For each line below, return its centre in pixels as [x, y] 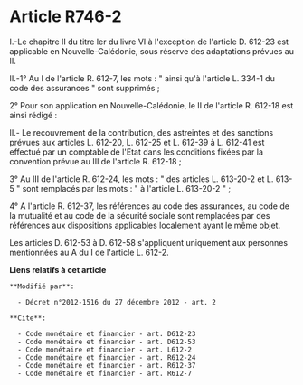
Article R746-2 [66, 17]
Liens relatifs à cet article [58, 269]
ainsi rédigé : [33, 115]
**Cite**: [28, 318]
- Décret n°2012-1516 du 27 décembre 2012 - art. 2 [117, 302]
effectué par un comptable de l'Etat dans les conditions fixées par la [137, 152]
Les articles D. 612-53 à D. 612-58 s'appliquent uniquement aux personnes [148, 242]
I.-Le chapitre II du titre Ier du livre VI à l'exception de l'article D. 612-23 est [149, 42]
